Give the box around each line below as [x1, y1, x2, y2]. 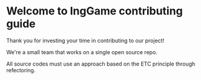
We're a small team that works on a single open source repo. [6, 48, 157, 55]
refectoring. [6, 66, 36, 73]
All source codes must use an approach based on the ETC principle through [6, 60, 196, 67]
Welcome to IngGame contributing [6, 4, 183, 18]
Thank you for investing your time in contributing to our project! [6, 37, 165, 44]
